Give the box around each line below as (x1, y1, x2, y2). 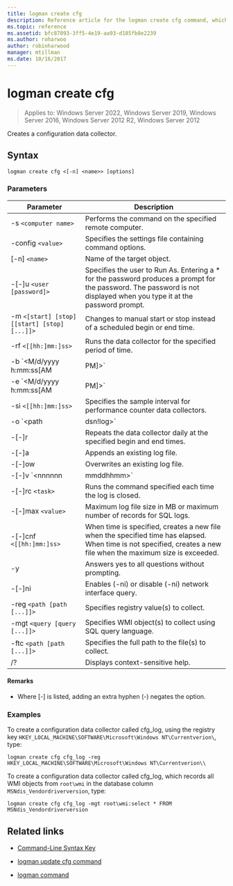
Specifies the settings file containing (85, 234, 204, 244)
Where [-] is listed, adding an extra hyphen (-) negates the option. (17, 693, 206, 700)
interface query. (85, 587, 137, 597)
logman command (17, 871, 69, 879)
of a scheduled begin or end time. (85, 322, 195, 332)
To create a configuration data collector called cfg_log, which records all (7, 772, 214, 780)
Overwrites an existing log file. (85, 459, 184, 468)
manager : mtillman (7, 49, 60, 56)
